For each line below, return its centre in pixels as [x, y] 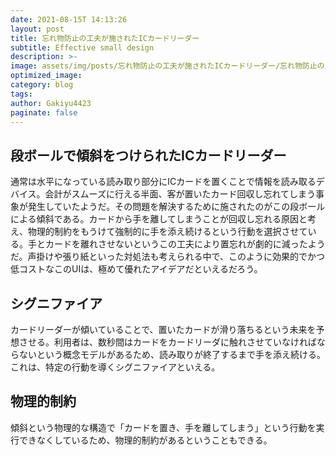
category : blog [42, 85]
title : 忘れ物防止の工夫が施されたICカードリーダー [105, 38]
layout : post [37, 29]
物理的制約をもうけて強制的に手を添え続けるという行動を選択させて [167, 232]
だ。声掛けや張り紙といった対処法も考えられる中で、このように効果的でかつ [168, 257]
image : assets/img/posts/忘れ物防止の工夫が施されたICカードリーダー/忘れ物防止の [167, 66]
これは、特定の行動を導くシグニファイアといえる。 [115, 367]
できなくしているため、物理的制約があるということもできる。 [145, 440]
